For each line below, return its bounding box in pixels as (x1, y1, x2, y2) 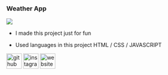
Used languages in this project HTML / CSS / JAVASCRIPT (15, 41, 162, 49)
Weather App (6, 4, 47, 13)
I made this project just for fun (15, 29, 92, 37)
